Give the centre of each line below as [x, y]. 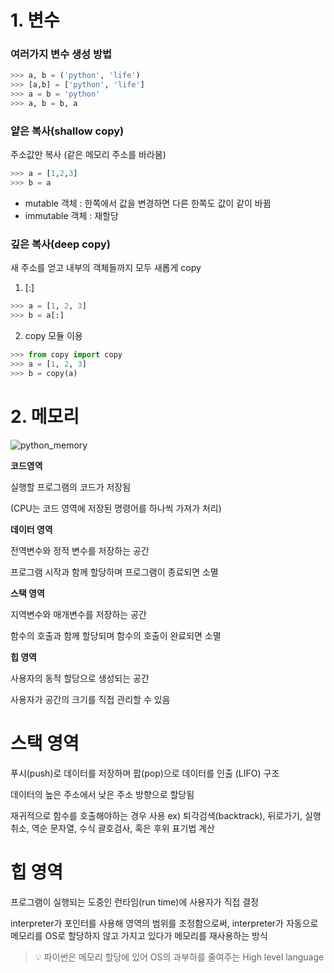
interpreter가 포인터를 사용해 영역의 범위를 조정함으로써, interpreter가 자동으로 [164, 923]
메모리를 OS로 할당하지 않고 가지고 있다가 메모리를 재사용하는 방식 [139, 935]
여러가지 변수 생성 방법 [61, 54]
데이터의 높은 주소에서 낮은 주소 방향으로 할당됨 [102, 794]
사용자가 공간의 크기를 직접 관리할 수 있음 [90, 699]
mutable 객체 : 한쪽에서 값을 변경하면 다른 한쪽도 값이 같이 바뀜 [148, 203]
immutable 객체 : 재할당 [71, 216]
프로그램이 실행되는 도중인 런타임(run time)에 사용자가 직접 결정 [135, 902]
